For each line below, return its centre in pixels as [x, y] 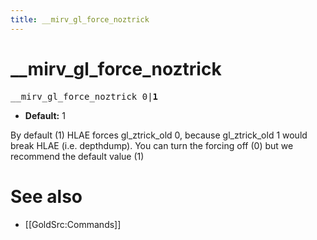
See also [46, 196]
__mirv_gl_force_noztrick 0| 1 [84, 96]
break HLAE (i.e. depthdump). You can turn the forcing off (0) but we [152, 145]
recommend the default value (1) [77, 156]
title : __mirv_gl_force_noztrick [80, 19]
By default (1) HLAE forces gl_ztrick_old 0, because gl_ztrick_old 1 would [159, 135]
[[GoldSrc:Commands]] [73, 224]
